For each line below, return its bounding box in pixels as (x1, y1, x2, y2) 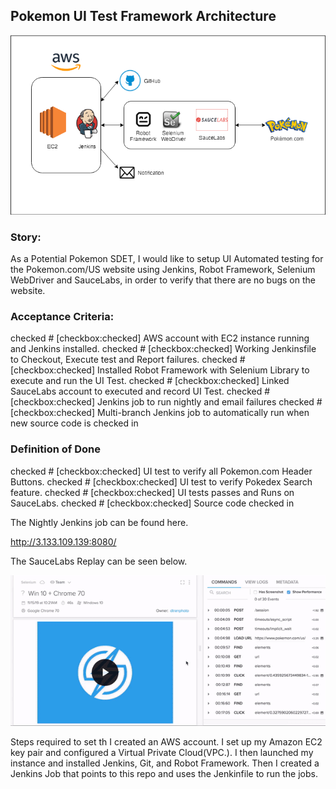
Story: (10, 230, 42, 244)
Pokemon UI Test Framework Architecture (10, 8, 277, 25)
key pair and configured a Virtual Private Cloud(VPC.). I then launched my (10, 746, 314, 758)
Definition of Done (10, 442, 101, 456)
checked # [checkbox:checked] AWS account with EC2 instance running (10, 332, 310, 344)
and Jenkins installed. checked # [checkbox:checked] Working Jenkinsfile (10, 343, 317, 355)
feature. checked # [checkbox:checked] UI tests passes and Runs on (10, 486, 295, 498)
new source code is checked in (10, 417, 139, 429)
